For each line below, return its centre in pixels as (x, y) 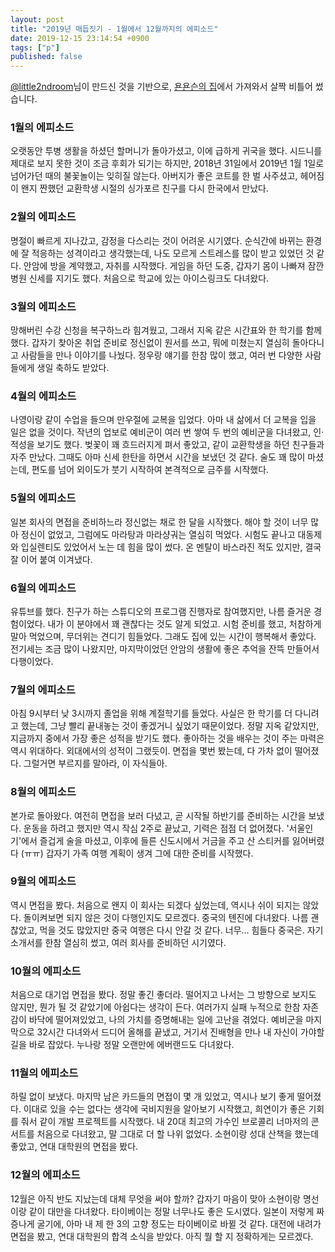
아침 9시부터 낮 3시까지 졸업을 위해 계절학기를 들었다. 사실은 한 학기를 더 (151, 713)
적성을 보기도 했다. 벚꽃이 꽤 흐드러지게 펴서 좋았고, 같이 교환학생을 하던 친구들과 (167, 445)
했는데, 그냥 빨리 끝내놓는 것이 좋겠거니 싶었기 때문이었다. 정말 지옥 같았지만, (170, 726)
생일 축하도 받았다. (73, 368)
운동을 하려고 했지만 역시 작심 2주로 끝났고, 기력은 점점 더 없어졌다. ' (156, 828)
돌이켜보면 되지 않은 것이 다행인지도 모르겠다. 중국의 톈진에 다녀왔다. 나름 (166, 917)
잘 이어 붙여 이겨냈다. (51, 559)
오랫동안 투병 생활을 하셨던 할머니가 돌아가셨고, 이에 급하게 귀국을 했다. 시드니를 (166, 151)
